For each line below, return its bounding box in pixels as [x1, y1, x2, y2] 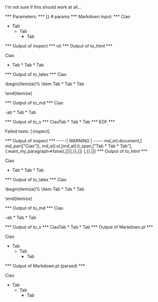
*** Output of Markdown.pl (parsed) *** [5, 263, 85, 269]
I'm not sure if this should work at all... [5, 4, 82, 10]
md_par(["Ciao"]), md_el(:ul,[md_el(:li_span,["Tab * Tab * [5, 143, 119, 149]
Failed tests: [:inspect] [5, 128, 50, 134]
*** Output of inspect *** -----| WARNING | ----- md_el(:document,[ [5, 138, 142, 143]
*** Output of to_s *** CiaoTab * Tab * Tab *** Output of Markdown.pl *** [5, 224, 153, 230]
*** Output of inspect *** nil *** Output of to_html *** [5, 43, 113, 48]
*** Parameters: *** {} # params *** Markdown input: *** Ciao [5, 14, 131, 19]
